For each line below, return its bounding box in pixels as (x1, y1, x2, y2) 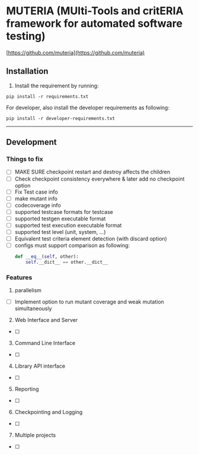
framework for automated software (6, 17, 182, 30)
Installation (6, 67, 49, 77)
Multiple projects (14, 432, 56, 439)
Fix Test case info (14, 188, 58, 195)
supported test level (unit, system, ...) (14, 228, 106, 235)
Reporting (14, 386, 40, 393)
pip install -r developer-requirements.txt (6, 115, 115, 121)
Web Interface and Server (14, 317, 78, 324)
